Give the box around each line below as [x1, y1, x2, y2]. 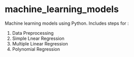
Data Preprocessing [12, 30, 54, 36]
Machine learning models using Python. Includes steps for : [5, 20, 129, 26]
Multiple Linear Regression [12, 40, 68, 46]
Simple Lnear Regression [12, 35, 64, 41]
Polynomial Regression [12, 46, 60, 52]
